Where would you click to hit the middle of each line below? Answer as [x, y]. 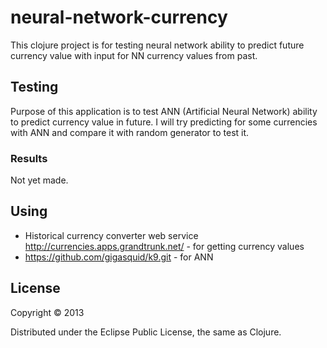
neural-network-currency [119, 17]
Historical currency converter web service [111, 235]
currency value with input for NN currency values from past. [134, 55]
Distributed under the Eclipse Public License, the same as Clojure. [146, 332]
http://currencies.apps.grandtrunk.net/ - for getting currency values [164, 246]
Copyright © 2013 [47, 312]
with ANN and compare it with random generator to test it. [130, 132]
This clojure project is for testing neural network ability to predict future [157, 45]
